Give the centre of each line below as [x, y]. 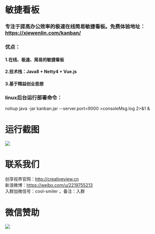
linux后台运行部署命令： [33, 97]
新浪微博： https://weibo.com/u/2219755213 [49, 185]
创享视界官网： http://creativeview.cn [42, 179]
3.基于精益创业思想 [24, 84]
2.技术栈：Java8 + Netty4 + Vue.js [41, 72]
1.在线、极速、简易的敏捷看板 [35, 60]
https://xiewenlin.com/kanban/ [43, 33]
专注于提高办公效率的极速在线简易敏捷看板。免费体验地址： [75, 26]
